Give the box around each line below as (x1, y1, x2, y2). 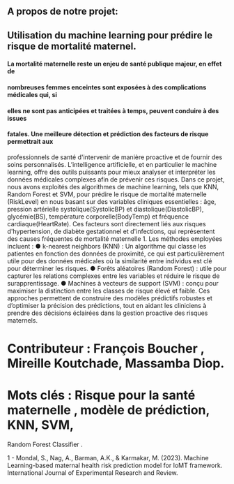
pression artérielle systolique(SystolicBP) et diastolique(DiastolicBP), (7, 205, 204, 213)
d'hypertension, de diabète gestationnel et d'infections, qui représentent (7, 227, 215, 235)
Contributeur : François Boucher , (7, 340, 205, 356)
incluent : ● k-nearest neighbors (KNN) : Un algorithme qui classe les (7, 242, 207, 250)
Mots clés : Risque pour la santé (7, 388, 196, 404)
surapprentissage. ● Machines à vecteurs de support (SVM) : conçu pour (7, 279, 219, 287)
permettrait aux (7, 138, 54, 146)
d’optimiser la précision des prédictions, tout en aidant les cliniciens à (7, 301, 207, 309)
